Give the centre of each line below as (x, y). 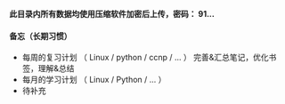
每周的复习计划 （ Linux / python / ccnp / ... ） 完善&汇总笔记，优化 (145, 58)
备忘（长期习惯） (41, 36)
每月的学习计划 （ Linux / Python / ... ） (94, 80)
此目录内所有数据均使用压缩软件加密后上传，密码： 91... (112, 14)
